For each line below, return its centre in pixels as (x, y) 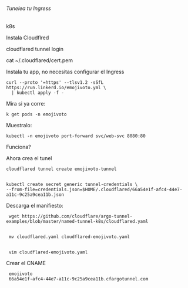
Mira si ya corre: (26, 104)
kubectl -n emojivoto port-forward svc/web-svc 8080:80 (76, 136)
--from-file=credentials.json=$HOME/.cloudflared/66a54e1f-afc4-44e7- (94, 190)
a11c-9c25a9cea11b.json (35, 195)
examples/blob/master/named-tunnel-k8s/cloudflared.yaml (77, 222)
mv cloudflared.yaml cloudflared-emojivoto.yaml (69, 237)
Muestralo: (19, 126)
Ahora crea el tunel (29, 158)
